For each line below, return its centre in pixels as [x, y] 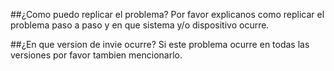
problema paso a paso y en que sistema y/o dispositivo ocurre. [140, 25]
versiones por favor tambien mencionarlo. [96, 55]
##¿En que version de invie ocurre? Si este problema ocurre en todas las [160, 44]
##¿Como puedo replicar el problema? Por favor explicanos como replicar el [167, 14]
